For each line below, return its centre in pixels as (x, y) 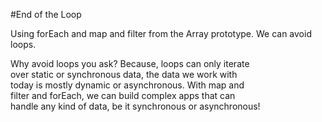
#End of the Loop (46, 14)
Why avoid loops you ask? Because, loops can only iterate (130, 63)
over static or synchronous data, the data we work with (124, 74)
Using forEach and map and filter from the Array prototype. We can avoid (161, 33)
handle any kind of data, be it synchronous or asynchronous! (135, 106)
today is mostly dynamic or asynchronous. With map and (127, 85)
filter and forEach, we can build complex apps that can (123, 95)
